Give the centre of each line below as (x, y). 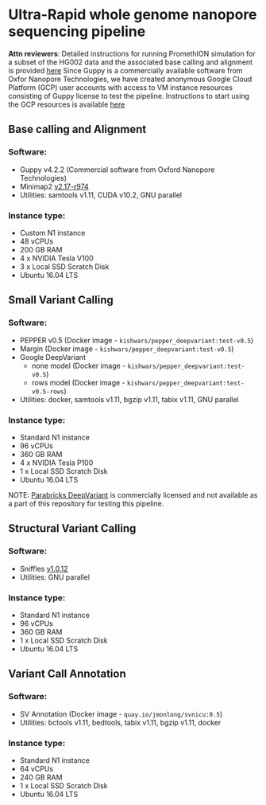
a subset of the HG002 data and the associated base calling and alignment (130, 62)
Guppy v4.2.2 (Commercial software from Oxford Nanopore (117, 170)
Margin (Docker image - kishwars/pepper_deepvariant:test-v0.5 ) (127, 349)
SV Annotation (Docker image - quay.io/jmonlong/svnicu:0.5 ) (121, 713)
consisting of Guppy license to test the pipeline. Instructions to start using (129, 96)
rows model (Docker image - (78, 382)
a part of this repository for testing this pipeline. (86, 503)
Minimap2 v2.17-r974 (54, 186)
